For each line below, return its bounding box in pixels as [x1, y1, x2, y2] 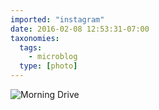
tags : [19, 42, 43, 53]
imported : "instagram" [10, 14, 105, 25]
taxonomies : [10, 33, 60, 43]
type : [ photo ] [19, 61, 78, 71]
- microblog [28, 52, 78, 62]
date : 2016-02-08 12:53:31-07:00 [10, 24, 150, 34]
